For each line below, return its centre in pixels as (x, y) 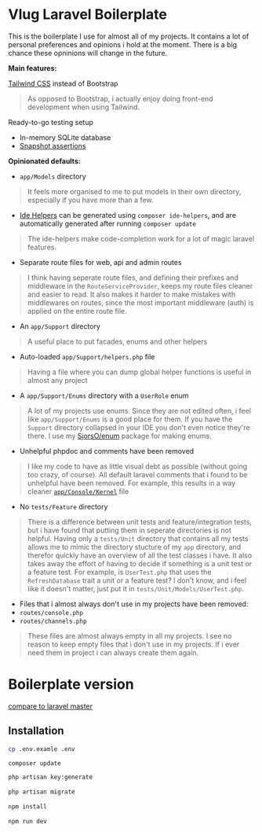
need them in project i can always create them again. (113, 652)
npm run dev (27, 821)
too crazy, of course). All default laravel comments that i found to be (137, 474)
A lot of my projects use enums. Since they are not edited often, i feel (139, 410)
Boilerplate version (71, 685)
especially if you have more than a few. (90, 200)
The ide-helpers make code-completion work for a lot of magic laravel (141, 238)
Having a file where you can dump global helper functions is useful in (139, 372)
